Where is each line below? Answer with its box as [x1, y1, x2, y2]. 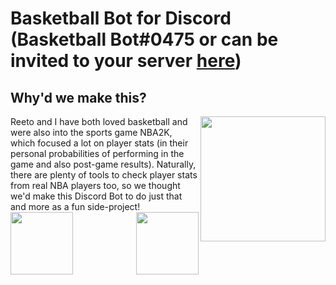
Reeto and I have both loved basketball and [10, 116, 188, 127]
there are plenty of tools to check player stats [10, 169, 198, 181]
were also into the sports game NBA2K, [10, 127, 173, 138]
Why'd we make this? [10, 89, 147, 106]
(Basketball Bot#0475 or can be [10, 28, 279, 51]
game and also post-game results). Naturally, [10, 158, 197, 170]
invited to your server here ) [10, 50, 242, 72]
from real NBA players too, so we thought [10, 180, 181, 191]
